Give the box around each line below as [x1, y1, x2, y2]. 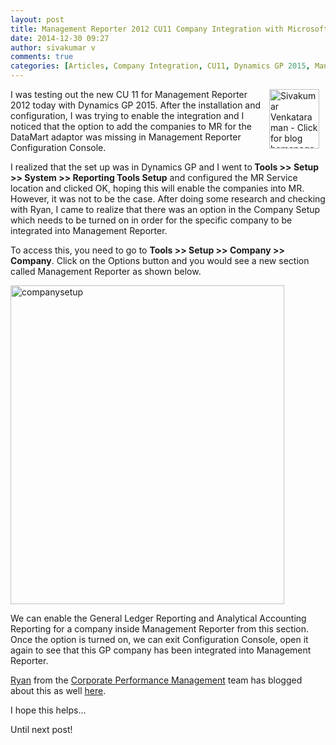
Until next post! [10, 724, 73, 735]
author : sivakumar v [10, 42, 97, 53]
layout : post [10, 14, 65, 25]
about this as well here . [10, 685, 107, 696]
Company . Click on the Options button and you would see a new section [10, 255, 310, 266]
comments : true [10, 52, 74, 62]
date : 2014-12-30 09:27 [10, 33, 110, 43]
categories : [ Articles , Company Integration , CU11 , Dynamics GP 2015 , [10, 61, 311, 71]
